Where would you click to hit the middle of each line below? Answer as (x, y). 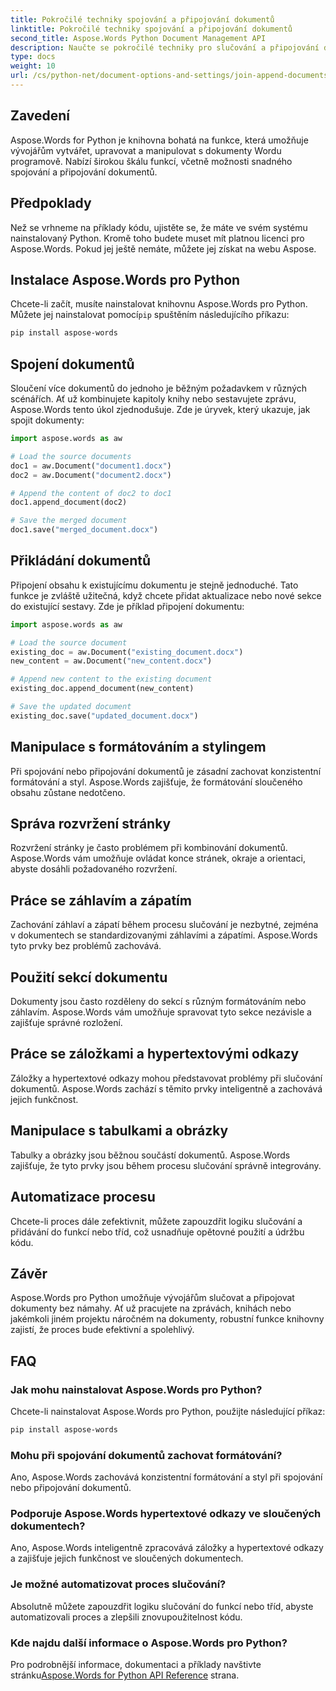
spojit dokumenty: (47, 420)
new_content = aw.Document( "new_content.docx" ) (111, 661)
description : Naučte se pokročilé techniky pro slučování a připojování (165, 47)
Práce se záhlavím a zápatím (101, 900)
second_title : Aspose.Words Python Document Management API (138, 38)
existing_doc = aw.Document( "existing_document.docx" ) (127, 652)
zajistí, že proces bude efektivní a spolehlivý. (102, 1330)
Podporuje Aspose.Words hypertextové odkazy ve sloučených (166, 1514)
